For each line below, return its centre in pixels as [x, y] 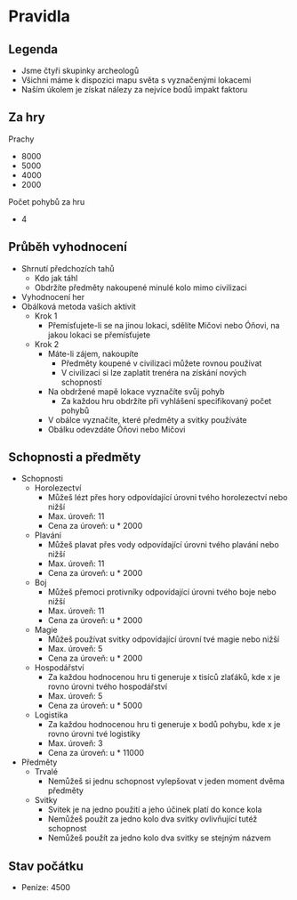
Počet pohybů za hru [47, 201]
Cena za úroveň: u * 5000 [95, 706]
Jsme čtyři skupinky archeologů [80, 70]
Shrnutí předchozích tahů [68, 268]
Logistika [51, 715]
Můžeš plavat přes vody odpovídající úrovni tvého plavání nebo [163, 545]
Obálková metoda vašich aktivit [79, 306]
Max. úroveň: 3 [75, 743]
